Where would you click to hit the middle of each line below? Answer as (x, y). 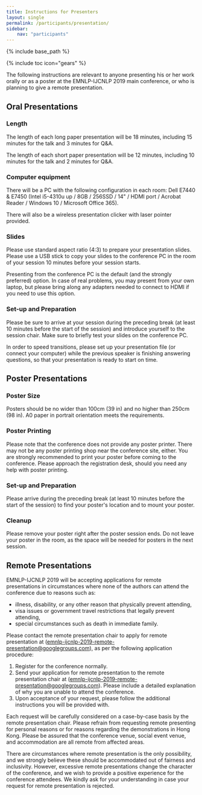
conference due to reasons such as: (51, 593)
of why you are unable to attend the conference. (75, 692)
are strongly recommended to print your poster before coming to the (91, 457)
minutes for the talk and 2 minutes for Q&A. (60, 161)
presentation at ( (27, 642)
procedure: (20, 654)
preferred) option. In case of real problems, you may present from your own (100, 280)
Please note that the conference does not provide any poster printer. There (99, 444)
